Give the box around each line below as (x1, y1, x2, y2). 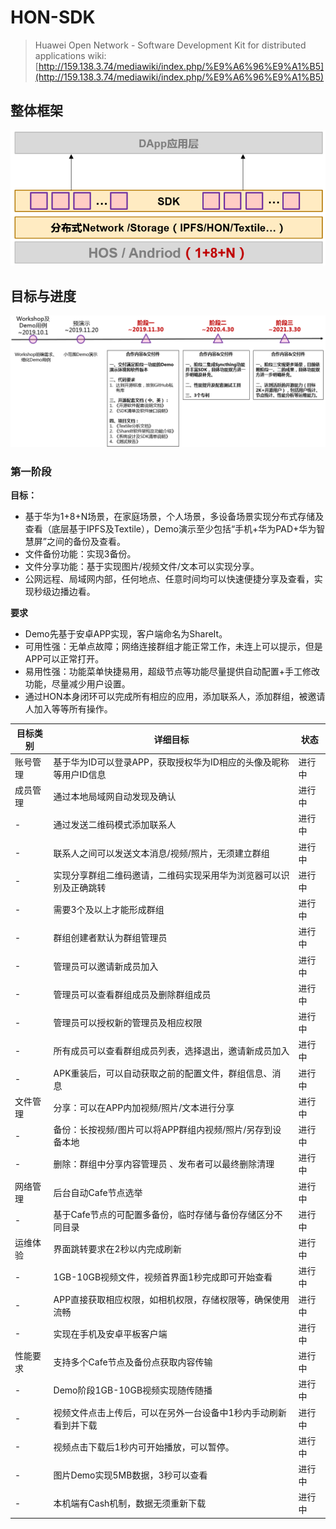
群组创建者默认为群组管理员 (53, 932, 168, 944)
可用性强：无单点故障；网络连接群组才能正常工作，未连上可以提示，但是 (24, 641, 323, 653)
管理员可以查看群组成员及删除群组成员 (53, 988, 212, 1000)
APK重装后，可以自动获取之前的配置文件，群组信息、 (53, 1067, 273, 1079)
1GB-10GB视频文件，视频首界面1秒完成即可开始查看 (53, 1271, 273, 1283)
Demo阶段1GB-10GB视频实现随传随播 (53, 1384, 213, 1396)
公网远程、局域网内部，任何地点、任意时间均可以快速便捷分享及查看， (24, 573, 315, 585)
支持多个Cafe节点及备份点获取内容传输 (53, 1356, 213, 1368)
